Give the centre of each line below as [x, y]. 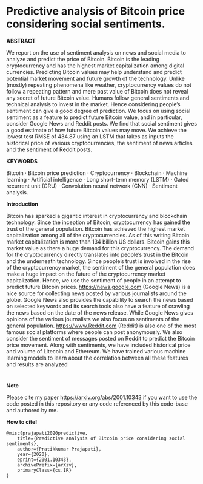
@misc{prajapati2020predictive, [47, 433]
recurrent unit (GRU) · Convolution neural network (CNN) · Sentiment [92, 186]
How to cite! [22, 422]
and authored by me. [32, 411]
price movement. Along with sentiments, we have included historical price [98, 345]
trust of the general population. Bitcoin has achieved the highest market [96, 228]
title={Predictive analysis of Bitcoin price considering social [101, 438]
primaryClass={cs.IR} [44, 471]
